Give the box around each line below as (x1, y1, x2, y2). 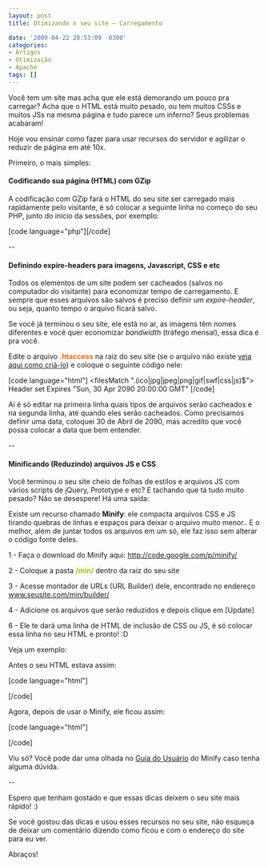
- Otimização (8, 56, 52, 64)
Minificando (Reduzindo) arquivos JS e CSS (8, 459, 157, 468)
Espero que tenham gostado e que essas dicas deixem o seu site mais (8, 793, 240, 803)
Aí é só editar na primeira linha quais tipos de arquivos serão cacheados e (8, 399, 252, 409)
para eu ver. (8, 834, 48, 844)
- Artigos (8, 49, 42, 57)
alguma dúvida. (8, 762, 59, 772)
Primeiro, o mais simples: (8, 158, 91, 167)
